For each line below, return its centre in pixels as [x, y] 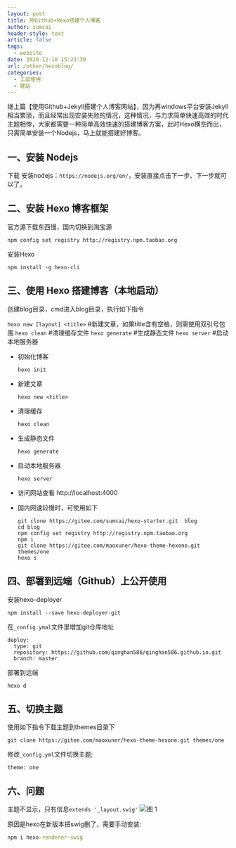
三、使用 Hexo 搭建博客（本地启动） [86, 291]
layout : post [26, 14]
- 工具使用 [27, 79]
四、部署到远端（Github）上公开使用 [87, 581]
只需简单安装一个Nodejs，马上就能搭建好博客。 [76, 133]
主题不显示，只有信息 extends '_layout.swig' [73, 809]
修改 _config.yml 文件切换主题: [50, 754]
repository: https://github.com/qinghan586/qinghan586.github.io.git [117, 652]
